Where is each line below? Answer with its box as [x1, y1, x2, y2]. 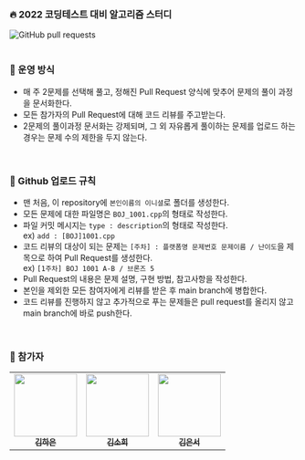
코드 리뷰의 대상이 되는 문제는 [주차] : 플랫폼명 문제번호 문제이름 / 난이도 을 [22, 240, 285, 252]
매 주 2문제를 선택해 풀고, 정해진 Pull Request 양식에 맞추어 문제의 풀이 [22, 86, 277, 97]
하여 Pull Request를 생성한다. [47, 252, 153, 263]
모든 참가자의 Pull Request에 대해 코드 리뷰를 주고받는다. [22, 109, 226, 120]
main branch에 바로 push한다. [22, 308, 132, 319]
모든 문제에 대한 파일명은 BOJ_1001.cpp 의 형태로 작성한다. [22, 208, 228, 219]
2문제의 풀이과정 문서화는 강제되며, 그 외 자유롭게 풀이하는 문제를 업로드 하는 [22, 120, 296, 131]
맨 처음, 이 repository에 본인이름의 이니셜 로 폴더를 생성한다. [22, 196, 230, 207]
